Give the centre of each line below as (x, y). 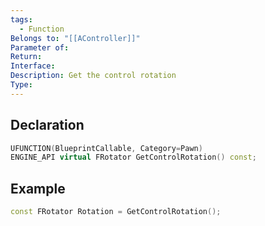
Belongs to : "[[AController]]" (75, 38)
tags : (21, 19)
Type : (21, 85)
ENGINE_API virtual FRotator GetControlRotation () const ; (133, 157)
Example (38, 188)
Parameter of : (40, 47)
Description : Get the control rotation (93, 76)
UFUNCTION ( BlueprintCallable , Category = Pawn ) (106, 148)
